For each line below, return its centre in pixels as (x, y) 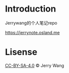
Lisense (21, 52)
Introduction (31, 9)
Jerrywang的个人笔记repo (31, 23)
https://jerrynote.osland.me (32, 32)
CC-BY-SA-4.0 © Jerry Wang (34, 65)
